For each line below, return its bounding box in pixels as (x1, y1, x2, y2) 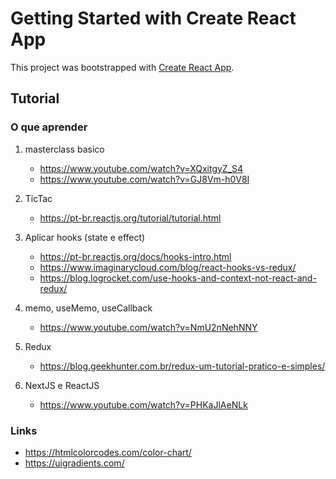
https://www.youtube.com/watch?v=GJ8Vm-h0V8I (39, 173, 250, 185)
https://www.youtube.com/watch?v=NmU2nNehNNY (39, 321, 258, 333)
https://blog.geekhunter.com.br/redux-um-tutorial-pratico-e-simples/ (39, 360, 326, 372)
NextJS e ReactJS (24, 379, 100, 391)
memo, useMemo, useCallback (24, 302, 153, 314)
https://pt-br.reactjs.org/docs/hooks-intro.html (39, 250, 232, 262)
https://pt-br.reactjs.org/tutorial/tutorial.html (39, 212, 222, 224)
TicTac (24, 192, 53, 204)
